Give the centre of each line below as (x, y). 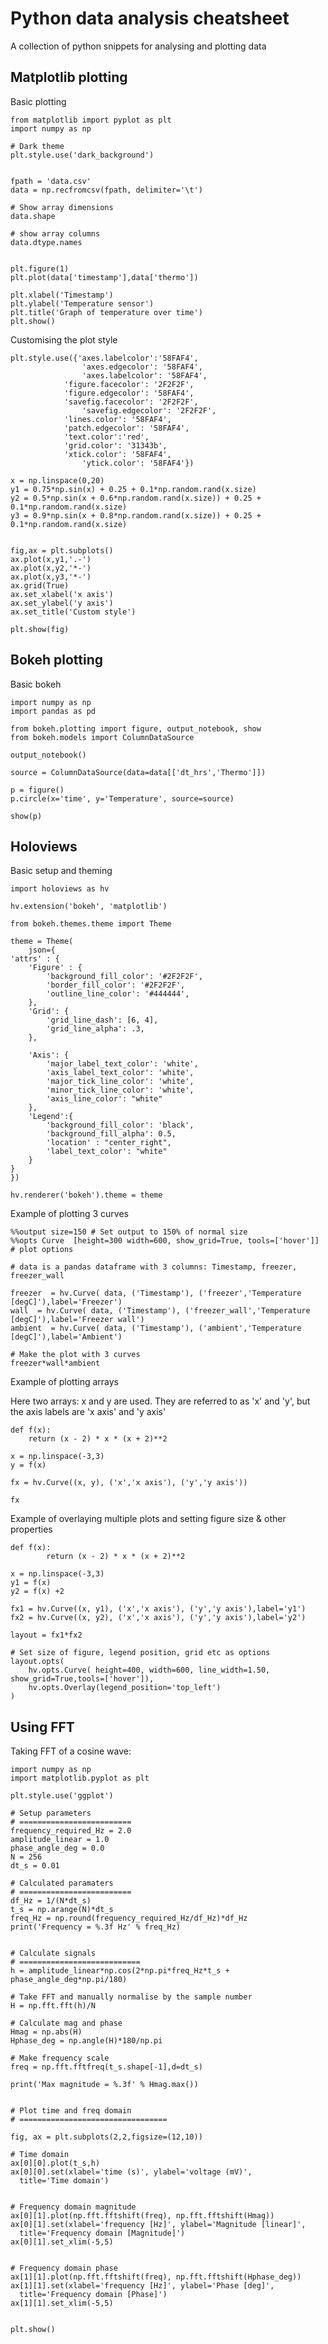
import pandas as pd (53, 711)
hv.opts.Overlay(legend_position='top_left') (125, 1688)
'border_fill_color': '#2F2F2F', (116, 985)
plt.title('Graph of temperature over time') (106, 312)
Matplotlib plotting (69, 77)
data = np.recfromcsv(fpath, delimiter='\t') (106, 190)
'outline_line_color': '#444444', (118, 994)
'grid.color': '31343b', (115, 445)
